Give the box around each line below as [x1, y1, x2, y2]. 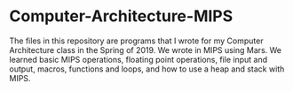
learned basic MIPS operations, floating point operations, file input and [9, 54, 268, 64]
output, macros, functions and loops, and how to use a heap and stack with [9, 64, 285, 74]
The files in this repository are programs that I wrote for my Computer [9, 35, 264, 46]
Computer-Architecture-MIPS [9, 6, 234, 27]
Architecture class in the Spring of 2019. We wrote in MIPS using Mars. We [9, 44, 282, 55]
